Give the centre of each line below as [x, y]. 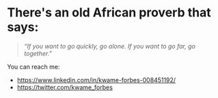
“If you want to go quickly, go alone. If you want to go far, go [110, 46]
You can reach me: [33, 66]
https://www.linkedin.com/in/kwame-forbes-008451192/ [96, 79]
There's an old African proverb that [109, 13]
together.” [38, 53]
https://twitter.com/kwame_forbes [65, 87]
